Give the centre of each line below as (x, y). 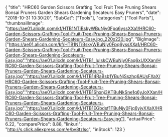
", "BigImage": (146, 39)
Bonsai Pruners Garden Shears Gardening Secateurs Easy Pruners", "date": (83, 12)
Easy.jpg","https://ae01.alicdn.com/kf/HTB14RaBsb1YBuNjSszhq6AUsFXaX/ (83, 76)
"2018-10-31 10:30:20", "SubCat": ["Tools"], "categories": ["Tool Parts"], (80, 18)
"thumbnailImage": (25, 23)
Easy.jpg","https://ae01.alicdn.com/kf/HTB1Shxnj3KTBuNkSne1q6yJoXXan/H (84, 92)
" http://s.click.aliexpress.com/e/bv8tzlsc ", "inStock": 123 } (65, 129)
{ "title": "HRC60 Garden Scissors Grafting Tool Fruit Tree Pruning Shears (81, 7)
